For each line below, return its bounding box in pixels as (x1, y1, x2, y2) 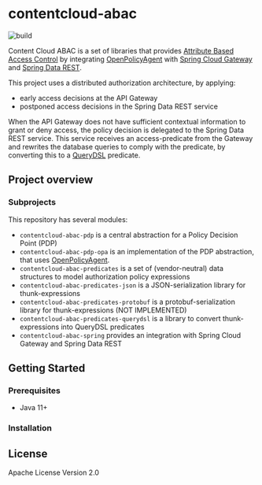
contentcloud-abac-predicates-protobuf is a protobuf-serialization (19, 297, 236, 306)
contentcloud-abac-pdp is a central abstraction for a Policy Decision (19, 230, 238, 239)
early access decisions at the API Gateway (19, 93, 158, 102)
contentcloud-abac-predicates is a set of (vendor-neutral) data (19, 263, 224, 272)
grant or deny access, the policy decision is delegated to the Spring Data (8, 125, 245, 135)
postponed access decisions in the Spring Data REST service (19, 102, 219, 111)
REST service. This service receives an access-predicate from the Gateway (8, 133, 253, 143)
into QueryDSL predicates (61, 322, 145, 331)
